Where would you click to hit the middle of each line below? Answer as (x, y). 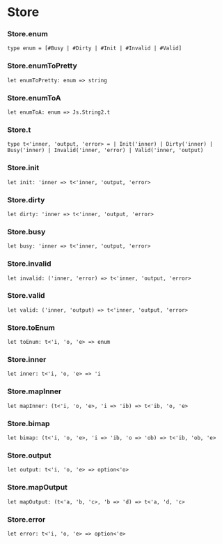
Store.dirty (26, 199)
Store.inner (27, 360)
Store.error (26, 519)
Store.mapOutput (38, 488)
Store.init (23, 168)
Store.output (29, 455)
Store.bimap (29, 423)
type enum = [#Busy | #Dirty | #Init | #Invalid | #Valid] (95, 48)
